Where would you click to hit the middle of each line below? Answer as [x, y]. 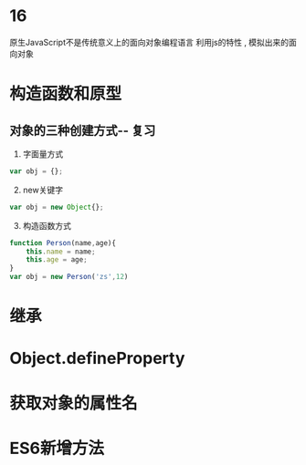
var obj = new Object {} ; [57, 207]
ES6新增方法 [57, 448]
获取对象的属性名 [74, 403]
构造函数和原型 [66, 94]
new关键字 [43, 190]
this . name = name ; [61, 252]
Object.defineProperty [97, 359]
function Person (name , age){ [63, 243]
